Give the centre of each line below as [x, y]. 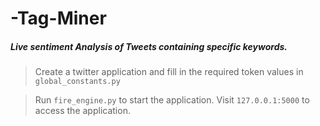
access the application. [82, 111]
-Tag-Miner [58, 18]
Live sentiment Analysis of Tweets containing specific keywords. [149, 46]
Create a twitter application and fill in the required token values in [169, 72]
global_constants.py [77, 82]
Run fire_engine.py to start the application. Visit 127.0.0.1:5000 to [172, 100]
